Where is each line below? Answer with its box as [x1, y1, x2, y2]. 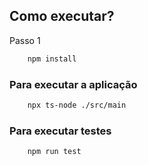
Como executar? [9, 8, 115, 25]
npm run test [27, 147, 82, 157]
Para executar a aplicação [9, 77, 138, 91]
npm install [27, 54, 77, 64]
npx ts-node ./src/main [27, 100, 127, 110]
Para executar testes [9, 124, 112, 138]
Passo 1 [9, 34, 41, 46]
